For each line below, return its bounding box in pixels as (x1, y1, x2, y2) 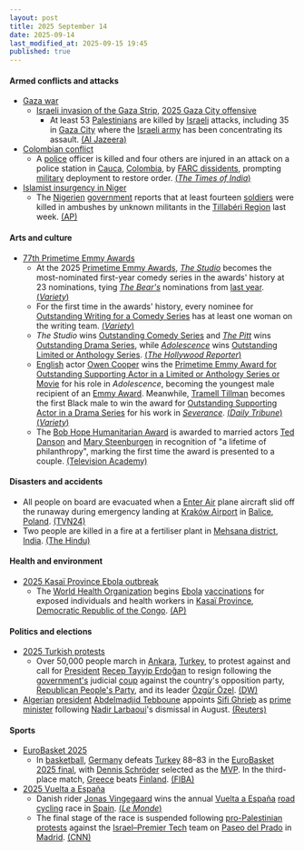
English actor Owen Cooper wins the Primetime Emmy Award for (35, 358, 277, 369)
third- (265, 765, 287, 776)
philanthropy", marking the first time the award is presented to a (35, 446, 275, 456)
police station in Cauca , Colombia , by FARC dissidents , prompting (35, 163, 281, 174)
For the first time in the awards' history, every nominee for (35, 301, 254, 312)
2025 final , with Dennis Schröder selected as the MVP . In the (35, 765, 264, 776)
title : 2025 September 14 (9, 22, 107, 31)
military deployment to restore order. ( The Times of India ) (35, 173, 251, 184)
